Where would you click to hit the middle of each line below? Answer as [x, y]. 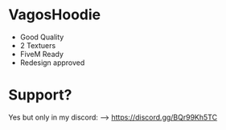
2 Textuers [38, 45]
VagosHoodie [55, 15]
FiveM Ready [42, 54]
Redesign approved [52, 63]
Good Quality [42, 37]
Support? [40, 95]
